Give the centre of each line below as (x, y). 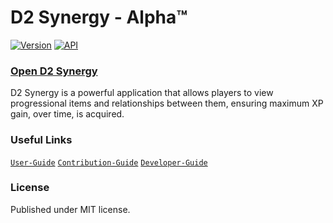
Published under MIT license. (70, 209)
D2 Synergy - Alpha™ (99, 17)
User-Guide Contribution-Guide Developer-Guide (109, 162)
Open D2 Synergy (54, 71)
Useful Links (41, 140)
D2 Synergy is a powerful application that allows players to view (142, 93)
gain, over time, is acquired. (67, 114)
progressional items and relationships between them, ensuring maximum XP (167, 103)
